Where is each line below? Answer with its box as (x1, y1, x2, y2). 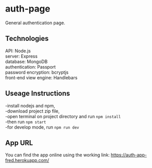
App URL (5, 138, 34, 147)
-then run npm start (5, 119, 46, 125)
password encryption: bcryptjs (5, 69, 69, 75)
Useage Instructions (5, 89, 70, 98)
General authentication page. (5, 20, 65, 26)
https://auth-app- (110, 152, 147, 158)
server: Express (5, 53, 38, 59)
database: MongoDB (5, 59, 48, 65)
